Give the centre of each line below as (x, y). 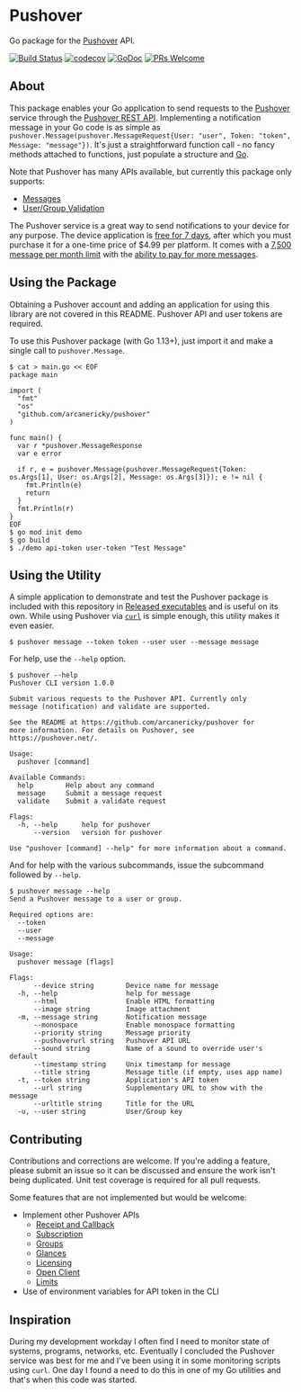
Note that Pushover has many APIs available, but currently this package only (150, 171)
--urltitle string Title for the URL (114, 1104)
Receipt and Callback (75, 1225)
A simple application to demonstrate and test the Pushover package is (139, 597)
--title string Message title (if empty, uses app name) (158, 1073)
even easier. (32, 625)
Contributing (46, 1139)
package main (34, 374)
